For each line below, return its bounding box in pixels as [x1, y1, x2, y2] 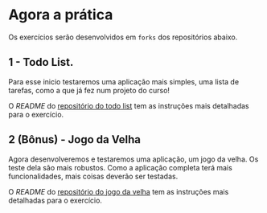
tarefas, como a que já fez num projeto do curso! [8, 85, 170, 95]
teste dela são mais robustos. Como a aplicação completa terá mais [8, 162, 233, 172]
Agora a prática [8, 6, 113, 24]
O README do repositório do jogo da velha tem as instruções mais [8, 186, 229, 196]
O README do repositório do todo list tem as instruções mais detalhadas [8, 100, 249, 110]
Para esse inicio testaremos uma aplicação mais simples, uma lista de [8, 76, 240, 86]
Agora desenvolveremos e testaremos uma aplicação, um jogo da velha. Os [8, 154, 259, 164]
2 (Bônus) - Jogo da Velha [8, 133, 142, 146]
